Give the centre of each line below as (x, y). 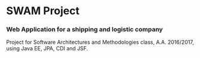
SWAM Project (43, 11)
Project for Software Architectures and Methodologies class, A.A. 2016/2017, (100, 42)
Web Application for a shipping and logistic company (84, 30)
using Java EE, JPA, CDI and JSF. (47, 49)
